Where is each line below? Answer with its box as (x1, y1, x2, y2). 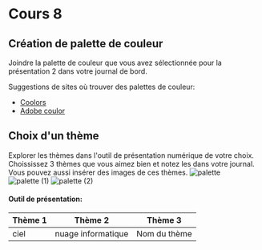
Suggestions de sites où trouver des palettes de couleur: (8, 82, 195, 91)
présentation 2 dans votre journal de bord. (8, 67, 148, 76)
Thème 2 (74, 215, 110, 226)
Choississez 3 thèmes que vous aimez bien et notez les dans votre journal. (8, 159, 255, 168)
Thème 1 (12, 215, 47, 226)
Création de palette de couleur (8, 37, 163, 50)
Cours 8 (8, 5, 62, 23)
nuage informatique (54, 228, 129, 240)
